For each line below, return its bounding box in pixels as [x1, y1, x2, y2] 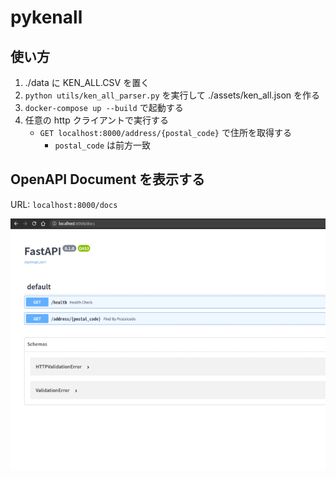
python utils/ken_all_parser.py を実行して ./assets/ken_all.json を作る [24, 89, 321, 101]
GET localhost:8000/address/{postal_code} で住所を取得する [39, 127, 292, 138]
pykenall [10, 6, 83, 29]
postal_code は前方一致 [54, 139, 152, 151]
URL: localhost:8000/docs [10, 198, 118, 210]
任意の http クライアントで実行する [24, 114, 170, 126]
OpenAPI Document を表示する [10, 171, 206, 188]
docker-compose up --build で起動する [24, 102, 184, 113]
